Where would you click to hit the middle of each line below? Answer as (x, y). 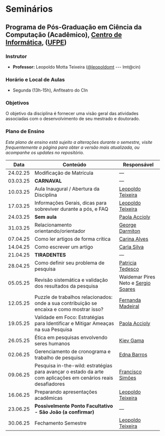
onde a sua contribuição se (66, 303)
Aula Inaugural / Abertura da (67, 188)
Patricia (128, 263)
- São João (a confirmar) (64, 412)
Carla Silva (131, 247)
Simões (128, 378)
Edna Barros (133, 354)
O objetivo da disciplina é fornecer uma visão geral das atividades (72, 114)
